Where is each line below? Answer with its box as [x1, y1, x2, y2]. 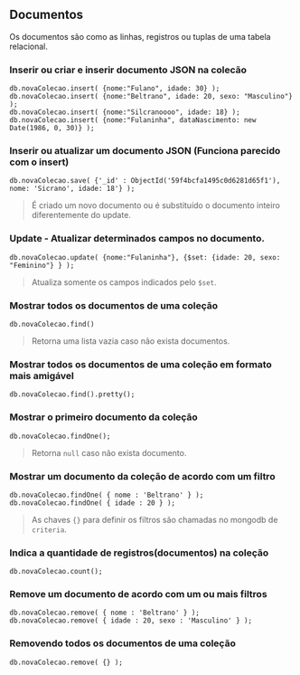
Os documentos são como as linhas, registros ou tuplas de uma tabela [9, 31, 271, 42]
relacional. [9, 41, 48, 52]
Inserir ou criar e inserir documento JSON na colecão [9, 63, 247, 76]
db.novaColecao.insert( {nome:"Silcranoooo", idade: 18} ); [9, 108, 241, 117]
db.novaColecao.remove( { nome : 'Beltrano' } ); [9, 608, 201, 618]
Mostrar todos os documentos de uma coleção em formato [9, 357, 273, 370]
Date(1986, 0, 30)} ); [9, 124, 95, 133]
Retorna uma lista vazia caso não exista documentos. [31, 336, 230, 347]
